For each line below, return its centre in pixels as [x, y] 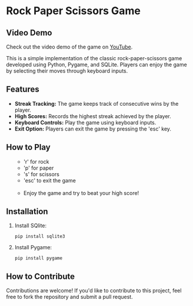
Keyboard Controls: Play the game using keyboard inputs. [85, 122]
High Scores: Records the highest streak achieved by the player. [93, 116]
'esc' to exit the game [50, 180]
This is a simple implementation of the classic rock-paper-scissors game [94, 58]
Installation [27, 212]
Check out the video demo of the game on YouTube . [69, 47]
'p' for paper [39, 168]
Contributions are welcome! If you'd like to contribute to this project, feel [94, 291]
